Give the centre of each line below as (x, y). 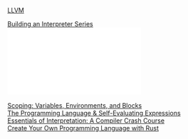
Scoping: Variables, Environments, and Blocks (75, 105)
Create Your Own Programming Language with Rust (83, 128)
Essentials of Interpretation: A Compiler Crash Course (86, 121)
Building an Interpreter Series (51, 24)
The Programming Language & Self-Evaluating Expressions (94, 113)
